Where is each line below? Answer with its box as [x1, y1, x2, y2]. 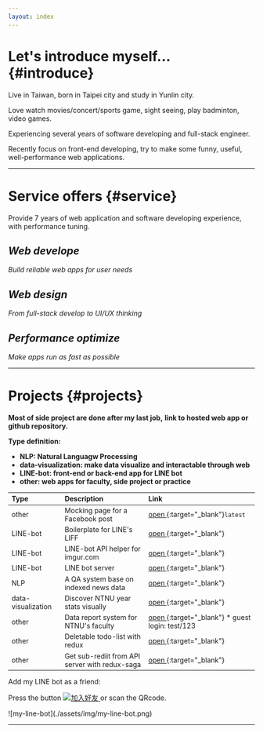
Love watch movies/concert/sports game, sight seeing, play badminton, [8, 105, 240, 115]
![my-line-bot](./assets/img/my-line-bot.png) [8, 709, 153, 718]
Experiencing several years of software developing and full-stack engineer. [8, 129, 250, 138]
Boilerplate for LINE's [64, 524, 133, 534]
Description [64, 494, 104, 504]
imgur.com [64, 552, 99, 562]
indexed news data [64, 582, 126, 592]
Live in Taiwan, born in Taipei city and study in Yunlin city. [8, 90, 195, 100]
